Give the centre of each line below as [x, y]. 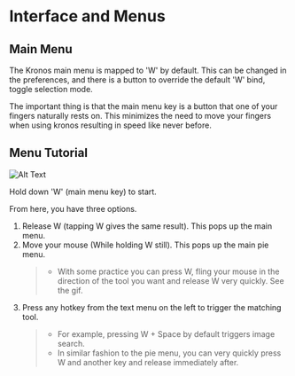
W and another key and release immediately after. [148, 362]
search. [71, 343]
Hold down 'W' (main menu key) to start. [83, 192]
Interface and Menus [87, 16]
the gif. [70, 290]
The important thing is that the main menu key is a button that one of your [144, 106]
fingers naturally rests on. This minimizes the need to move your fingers [140, 116]
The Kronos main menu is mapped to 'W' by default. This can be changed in [148, 70]
